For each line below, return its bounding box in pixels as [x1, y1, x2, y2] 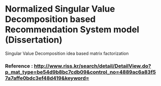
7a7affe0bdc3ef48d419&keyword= [5, 74, 89, 81]
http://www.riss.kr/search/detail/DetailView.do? [34, 62, 152, 69]
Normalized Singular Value [5, 3, 115, 15]
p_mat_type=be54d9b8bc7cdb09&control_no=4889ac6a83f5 [5, 69, 156, 75]
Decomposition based [5, 14, 96, 25]
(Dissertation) [5, 34, 63, 46]
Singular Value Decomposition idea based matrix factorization [5, 50, 129, 56]
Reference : [5, 62, 33, 69]
